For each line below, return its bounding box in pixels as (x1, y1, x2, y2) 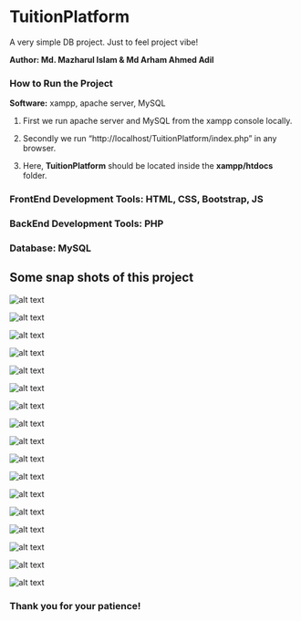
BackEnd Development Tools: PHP (9, 217, 164, 230)
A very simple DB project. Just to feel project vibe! (9, 36, 199, 47)
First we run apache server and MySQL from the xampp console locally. (22, 116, 293, 127)
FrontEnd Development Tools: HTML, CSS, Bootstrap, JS (9, 193, 264, 206)
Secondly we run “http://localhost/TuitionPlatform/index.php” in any (22, 133, 277, 144)
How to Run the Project (9, 77, 114, 89)
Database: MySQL (9, 242, 92, 254)
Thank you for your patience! (9, 599, 141, 612)
